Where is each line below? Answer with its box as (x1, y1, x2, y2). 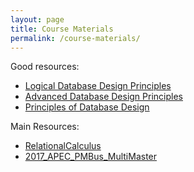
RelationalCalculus (24, 140, 102, 152)
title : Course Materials (10, 24, 114, 34)
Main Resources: (10, 121, 80, 133)
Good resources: (10, 61, 80, 73)
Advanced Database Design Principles (24, 91, 183, 103)
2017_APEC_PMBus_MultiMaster (24, 151, 158, 163)
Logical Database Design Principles (24, 80, 172, 92)
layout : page (10, 14, 65, 25)
